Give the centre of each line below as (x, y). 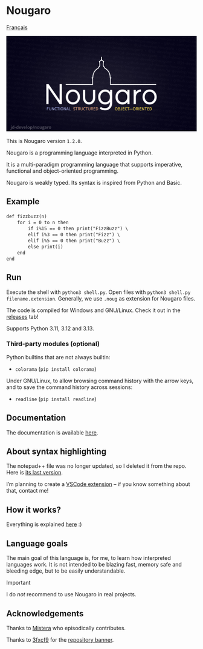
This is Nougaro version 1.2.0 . (44, 141)
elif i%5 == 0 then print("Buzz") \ (74, 241)
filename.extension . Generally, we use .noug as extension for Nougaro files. (101, 298)
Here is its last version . (35, 473)
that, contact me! (27, 491)
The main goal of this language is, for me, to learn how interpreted (89, 558)
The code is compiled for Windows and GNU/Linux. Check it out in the (93, 310)
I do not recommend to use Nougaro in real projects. (72, 594)
